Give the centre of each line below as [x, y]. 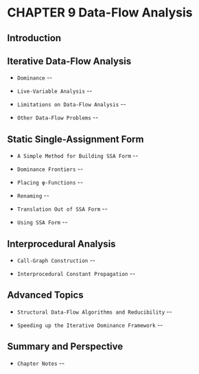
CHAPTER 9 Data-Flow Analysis [100, 13]
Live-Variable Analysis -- [55, 91]
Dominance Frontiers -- [50, 169]
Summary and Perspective [65, 347]
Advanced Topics [45, 295]
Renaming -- [33, 196]
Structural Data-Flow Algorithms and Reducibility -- [95, 312]
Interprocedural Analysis [61, 244]
